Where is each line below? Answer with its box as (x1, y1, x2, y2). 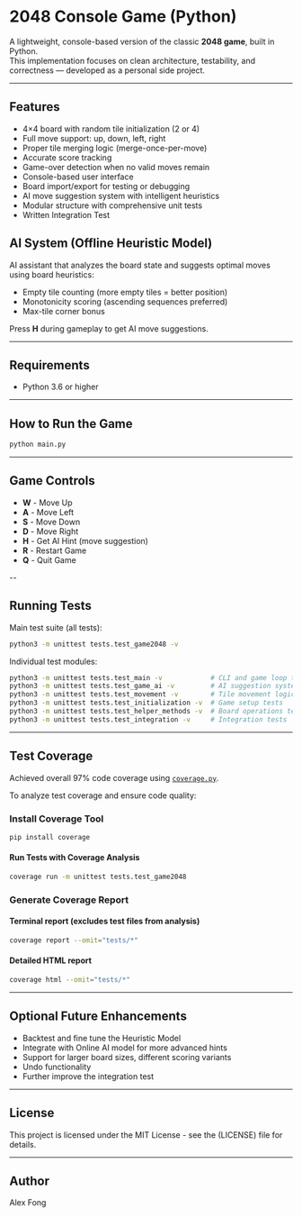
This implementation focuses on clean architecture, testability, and (9, 55, 256, 66)
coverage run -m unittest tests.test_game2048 (9, 872, 187, 881)
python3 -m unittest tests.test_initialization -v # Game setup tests (9, 698, 283, 708)
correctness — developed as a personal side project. (9, 65, 205, 76)
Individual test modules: (9, 656, 98, 667)
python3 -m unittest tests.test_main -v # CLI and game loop (9, 673, 288, 682)
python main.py (9, 440, 67, 450)
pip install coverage (9, 832, 91, 841)
